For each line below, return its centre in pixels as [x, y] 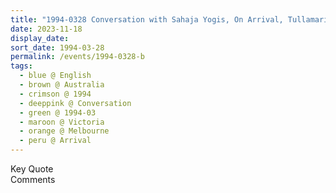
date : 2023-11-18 [46, 29]
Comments [33, 179]
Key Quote [32, 169]
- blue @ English [55, 76]
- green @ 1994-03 [58, 112]
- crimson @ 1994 [55, 94]
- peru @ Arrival [55, 141]
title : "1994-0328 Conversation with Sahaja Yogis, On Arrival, [147, 19]
